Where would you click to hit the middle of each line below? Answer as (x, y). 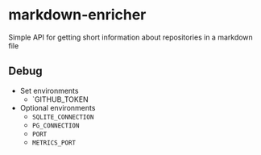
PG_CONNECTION (56, 126)
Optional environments (58, 107)
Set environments (49, 90)
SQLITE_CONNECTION (63, 117)
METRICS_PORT (54, 143)
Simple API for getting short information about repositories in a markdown (131, 37)
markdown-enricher (77, 15)
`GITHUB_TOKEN (60, 99)
